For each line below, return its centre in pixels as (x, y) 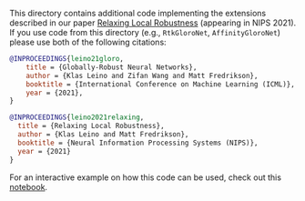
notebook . (29, 186)
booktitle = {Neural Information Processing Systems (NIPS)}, (138, 143)
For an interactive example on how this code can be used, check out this (146, 177)
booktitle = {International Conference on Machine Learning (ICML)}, (161, 84)
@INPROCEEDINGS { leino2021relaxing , (77, 117)
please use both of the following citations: (88, 42)
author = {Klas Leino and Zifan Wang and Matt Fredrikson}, (142, 75)
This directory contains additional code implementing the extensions (138, 13)
